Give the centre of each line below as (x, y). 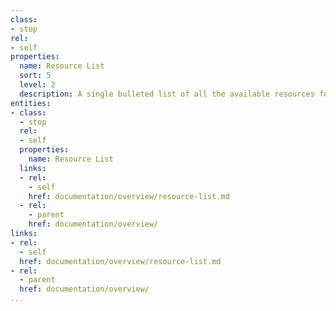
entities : (31, 103)
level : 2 (37, 85)
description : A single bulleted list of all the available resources (167, 94)
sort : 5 (35, 76)
